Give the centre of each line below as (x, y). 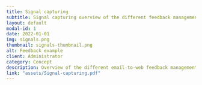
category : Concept (29, 62)
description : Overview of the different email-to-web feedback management (102, 67)
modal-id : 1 (21, 28)
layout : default (26, 23)
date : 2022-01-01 (28, 34)
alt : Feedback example (35, 51)
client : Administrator (35, 56)
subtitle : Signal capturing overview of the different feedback (88, 17)
